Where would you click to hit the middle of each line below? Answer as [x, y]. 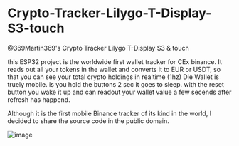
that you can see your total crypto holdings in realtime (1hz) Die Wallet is [113, 77]
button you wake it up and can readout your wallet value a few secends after [119, 92]
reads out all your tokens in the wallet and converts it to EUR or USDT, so [114, 69]
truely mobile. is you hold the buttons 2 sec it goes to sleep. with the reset [116, 84]
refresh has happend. [39, 99]
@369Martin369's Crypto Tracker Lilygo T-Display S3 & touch [99, 48]
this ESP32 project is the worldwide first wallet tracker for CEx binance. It [115, 61]
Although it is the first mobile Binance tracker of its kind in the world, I [110, 113]
